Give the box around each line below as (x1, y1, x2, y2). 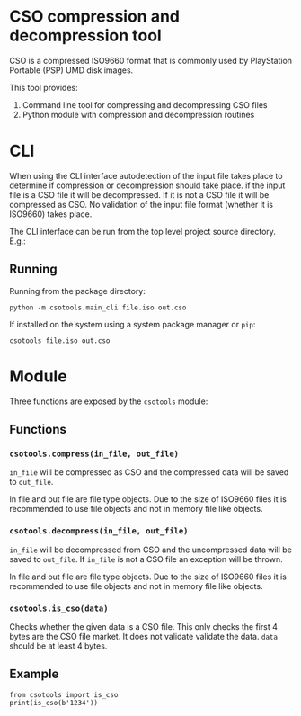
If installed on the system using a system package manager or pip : (9, 318, 256, 329)
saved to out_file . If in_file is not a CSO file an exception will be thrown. (9, 553, 283, 564)
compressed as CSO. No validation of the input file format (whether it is (9, 199, 274, 210)
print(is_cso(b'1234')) (9, 698, 99, 707)
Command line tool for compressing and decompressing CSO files (22, 99, 268, 110)
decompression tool (9, 25, 162, 46)
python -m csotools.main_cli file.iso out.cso (9, 303, 187, 312)
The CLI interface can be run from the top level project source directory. (9, 226, 277, 237)
